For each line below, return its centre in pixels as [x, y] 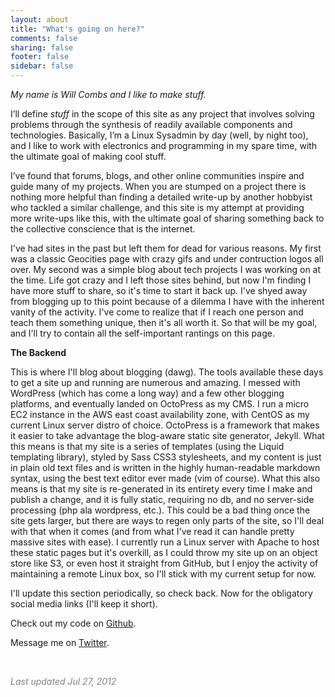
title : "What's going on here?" [77, 29]
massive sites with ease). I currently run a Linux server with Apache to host [165, 542]
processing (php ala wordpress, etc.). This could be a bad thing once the [160, 510]
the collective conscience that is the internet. [103, 229]
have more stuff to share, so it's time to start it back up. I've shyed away [159, 290]
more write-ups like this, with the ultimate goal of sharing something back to [167, 218]
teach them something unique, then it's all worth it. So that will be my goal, [164, 322]
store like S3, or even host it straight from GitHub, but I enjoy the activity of [164, 563]
